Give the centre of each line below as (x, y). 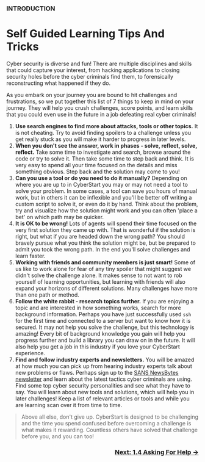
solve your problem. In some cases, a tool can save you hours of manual (106, 191)
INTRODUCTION (31, 9)
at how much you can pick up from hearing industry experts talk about (103, 366)
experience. (30, 353)
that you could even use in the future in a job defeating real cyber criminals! (101, 114)
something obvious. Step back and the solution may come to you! (97, 171)
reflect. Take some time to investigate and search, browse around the (103, 152)
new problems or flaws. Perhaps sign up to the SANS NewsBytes (97, 372)
